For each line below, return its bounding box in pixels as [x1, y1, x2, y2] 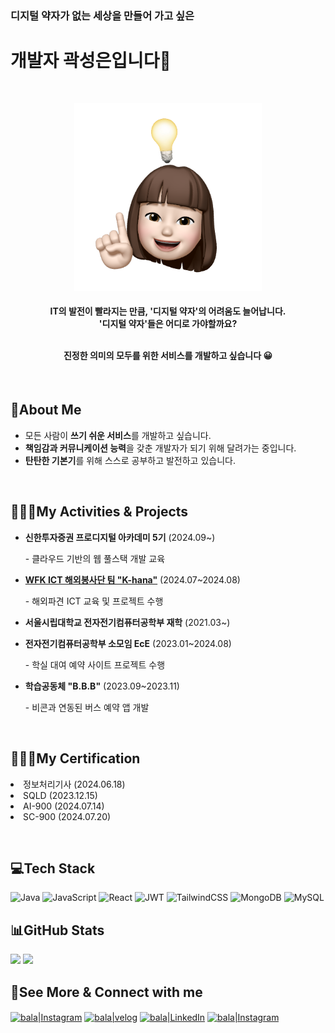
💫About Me [10, 402, 82, 419]
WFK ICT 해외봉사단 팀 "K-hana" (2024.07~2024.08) [24, 573, 241, 586]
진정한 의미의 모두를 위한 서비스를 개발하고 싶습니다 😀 [63, 350, 273, 362]
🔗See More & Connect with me [10, 983, 203, 1001]
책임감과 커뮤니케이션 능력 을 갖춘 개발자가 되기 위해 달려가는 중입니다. [24, 442, 297, 454]
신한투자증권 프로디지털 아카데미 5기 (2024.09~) [24, 531, 216, 543]
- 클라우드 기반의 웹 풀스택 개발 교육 [24, 552, 166, 564]
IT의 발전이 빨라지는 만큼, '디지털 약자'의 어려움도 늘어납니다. [49, 305, 287, 317]
